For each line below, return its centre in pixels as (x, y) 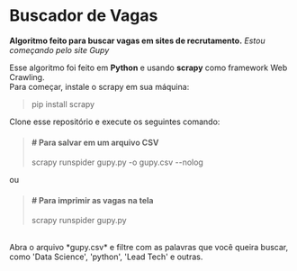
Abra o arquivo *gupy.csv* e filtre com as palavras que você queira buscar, (149, 248)
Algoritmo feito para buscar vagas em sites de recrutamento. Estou (137, 41)
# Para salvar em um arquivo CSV (95, 142)
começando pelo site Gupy (59, 50)
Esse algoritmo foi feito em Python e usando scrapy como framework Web (148, 68)
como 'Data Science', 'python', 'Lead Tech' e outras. (106, 257)
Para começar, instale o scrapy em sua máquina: (99, 86)
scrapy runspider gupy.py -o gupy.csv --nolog (117, 162)
